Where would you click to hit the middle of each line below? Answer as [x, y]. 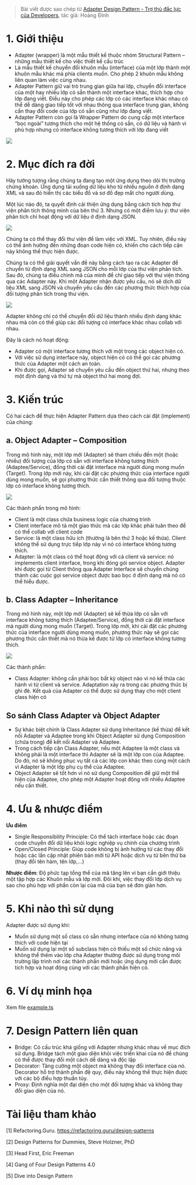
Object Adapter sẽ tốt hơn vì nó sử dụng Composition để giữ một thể [97, 773]
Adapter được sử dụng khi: [38, 925]
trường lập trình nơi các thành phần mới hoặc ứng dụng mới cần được [98, 962]
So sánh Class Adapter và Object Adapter [83, 716]
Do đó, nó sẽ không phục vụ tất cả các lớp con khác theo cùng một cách [102, 761]
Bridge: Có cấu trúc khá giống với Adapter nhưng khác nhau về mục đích [102, 1047]
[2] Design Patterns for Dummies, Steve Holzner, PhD [70, 1142]
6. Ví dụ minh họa [49, 991]
